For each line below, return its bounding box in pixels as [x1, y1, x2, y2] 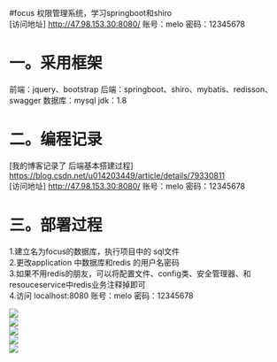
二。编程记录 [9, 129, 104, 150]
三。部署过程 [9, 215, 104, 235]
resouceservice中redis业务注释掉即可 [9, 279, 146, 289]
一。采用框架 [9, 53, 104, 73]
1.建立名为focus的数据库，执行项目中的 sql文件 [9, 246, 180, 257]
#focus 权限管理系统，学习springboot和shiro [9, 8, 173, 18]
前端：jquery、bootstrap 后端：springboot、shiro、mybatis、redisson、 [9, 83, 273, 95]
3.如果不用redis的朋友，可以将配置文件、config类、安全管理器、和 [9, 268, 251, 279]
